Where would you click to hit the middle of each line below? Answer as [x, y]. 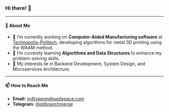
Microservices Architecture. [41, 69]
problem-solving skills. [36, 58]
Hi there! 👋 [18, 8]
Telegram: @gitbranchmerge [43, 104]
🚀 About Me [18, 25]
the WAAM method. [33, 47]
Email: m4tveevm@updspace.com [48, 98]
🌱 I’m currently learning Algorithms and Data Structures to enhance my [87, 53]
